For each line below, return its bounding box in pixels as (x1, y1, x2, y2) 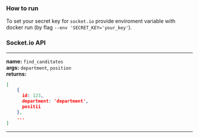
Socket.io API (6, 38, 46, 47)
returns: (6, 70, 27, 78)
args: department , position (6, 64, 72, 71)
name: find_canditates (6, 57, 63, 65)
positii (21, 104, 41, 110)
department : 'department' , (21, 98, 89, 104)
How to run (6, 4, 38, 12)
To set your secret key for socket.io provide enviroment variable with (6, 18, 176, 25)
